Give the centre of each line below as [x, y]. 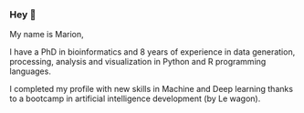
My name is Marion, [47, 35]
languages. [31, 71]
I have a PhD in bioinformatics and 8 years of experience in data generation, [152, 52]
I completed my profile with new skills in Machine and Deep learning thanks [152, 89]
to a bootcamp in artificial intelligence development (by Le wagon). [135, 98]
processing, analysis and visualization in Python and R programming [138, 62]
